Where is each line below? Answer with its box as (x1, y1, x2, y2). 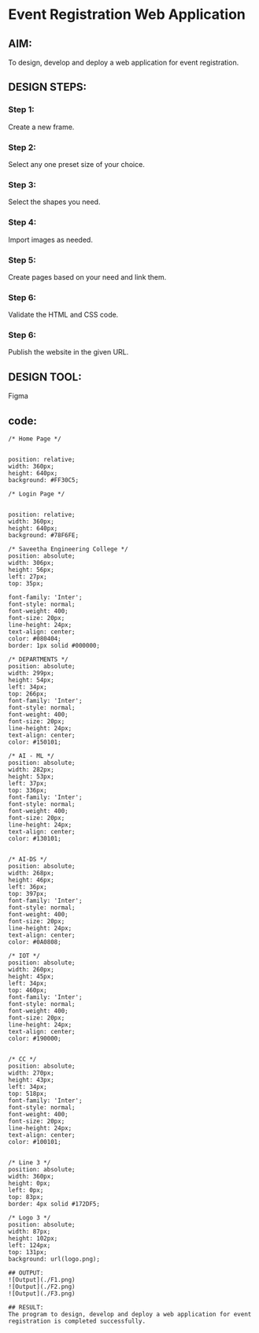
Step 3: (8, 179, 37, 190)
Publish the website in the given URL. (8, 347, 129, 357)
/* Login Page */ (8, 490, 65, 498)
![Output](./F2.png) (8, 1283, 76, 1291)
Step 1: (8, 104, 35, 115)
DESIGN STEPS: (8, 80, 87, 94)
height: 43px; (8, 1076, 55, 1084)
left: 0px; (8, 1186, 44, 1194)
